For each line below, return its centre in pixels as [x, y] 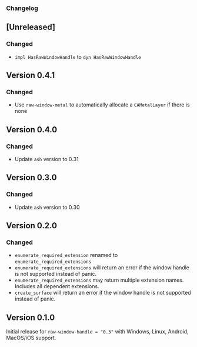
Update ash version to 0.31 [46, 159]
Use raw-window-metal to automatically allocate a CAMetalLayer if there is [102, 105]
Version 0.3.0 [31, 178]
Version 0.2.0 [32, 226]
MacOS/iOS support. [31, 338]
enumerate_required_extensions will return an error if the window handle [102, 268]
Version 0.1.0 [31, 317]
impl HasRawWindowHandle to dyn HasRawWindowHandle [78, 56]
